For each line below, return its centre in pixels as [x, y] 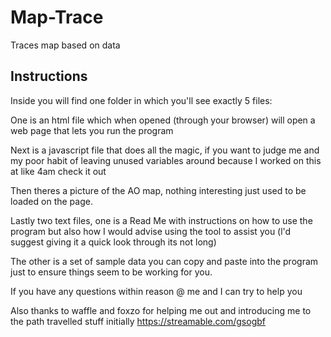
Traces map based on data [65, 45]
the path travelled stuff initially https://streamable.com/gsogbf [138, 321]
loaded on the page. [51, 201]
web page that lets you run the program [92, 130]
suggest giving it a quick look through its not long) [113, 242]
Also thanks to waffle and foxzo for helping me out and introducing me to [161, 310]
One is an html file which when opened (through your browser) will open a [163, 120]
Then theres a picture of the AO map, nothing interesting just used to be [158, 190]
